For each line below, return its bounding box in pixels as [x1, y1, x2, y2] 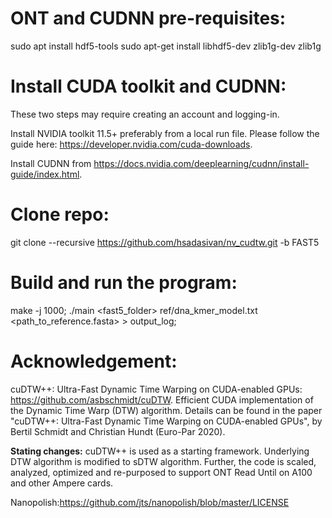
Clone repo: [10, 203, 110, 226]
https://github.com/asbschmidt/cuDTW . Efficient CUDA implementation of [10, 393, 314, 406]
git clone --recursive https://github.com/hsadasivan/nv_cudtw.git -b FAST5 [10, 236, 320, 248]
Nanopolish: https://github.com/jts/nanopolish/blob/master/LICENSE [10, 496, 290, 508]
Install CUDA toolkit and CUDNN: [10, 75, 287, 98]
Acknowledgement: [10, 350, 178, 372]
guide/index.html [10, 168, 80, 180]
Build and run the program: [10, 272, 238, 294]
